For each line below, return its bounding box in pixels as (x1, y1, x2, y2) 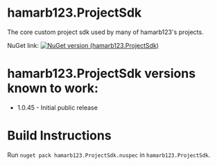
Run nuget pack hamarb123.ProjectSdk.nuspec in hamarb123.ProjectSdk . (7, 151, 211, 159)
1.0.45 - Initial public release (17, 103, 98, 112)
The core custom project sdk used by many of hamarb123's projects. (7, 28, 204, 36)
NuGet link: (7, 41, 40, 49)
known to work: (7, 81, 99, 97)
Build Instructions (7, 128, 112, 144)
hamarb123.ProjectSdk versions (7, 66, 196, 81)
